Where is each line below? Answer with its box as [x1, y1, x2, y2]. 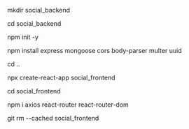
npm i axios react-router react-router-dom [7, 100, 129, 109]
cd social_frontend [7, 87, 61, 95]
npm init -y [7, 33, 38, 41]
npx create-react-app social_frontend [7, 73, 115, 82]
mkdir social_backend [7, 6, 71, 14]
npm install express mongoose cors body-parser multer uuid [7, 47, 182, 54]
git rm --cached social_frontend [7, 114, 99, 122]
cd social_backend [7, 20, 62, 27]
